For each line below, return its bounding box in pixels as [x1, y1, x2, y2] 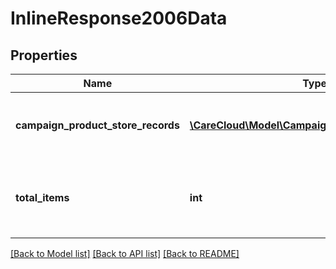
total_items [15, 191, 70, 204]
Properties [10, 47, 78, 64]
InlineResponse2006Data [10, 7, 228, 30]
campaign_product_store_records [15, 118, 180, 132]
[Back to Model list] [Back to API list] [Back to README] [10, 248, 240, 259]
